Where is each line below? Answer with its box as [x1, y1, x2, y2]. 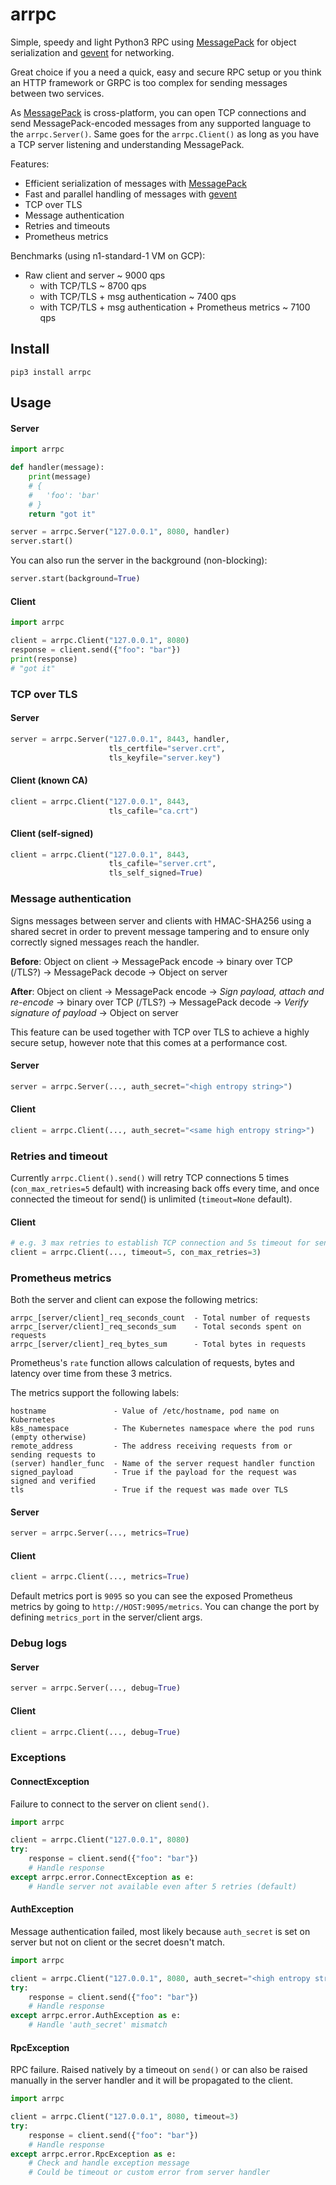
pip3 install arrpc [10, 367, 92, 377]
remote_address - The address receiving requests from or [10, 1441, 293, 1452]
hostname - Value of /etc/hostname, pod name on [10, 1406, 280, 1417]
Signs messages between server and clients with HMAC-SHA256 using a [10, 914, 312, 927]
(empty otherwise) [10, 1433, 87, 1443]
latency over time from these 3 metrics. [10, 1368, 173, 1380]
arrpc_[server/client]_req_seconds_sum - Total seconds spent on [10, 1322, 302, 1332]
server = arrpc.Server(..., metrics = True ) [10, 1528, 190, 1538]
